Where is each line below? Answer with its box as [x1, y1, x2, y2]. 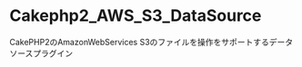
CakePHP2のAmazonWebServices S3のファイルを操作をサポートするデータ [9, 36, 294, 47]
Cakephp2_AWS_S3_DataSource [9, 5, 262, 26]
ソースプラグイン [9, 47, 74, 59]
